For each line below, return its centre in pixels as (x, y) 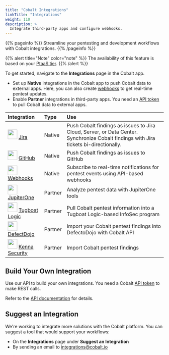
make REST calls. (23, 288)
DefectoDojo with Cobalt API (100, 233)
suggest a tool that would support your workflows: (57, 332)
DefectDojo (21, 234)
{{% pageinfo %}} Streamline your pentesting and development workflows (82, 43)
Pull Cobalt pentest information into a (110, 208)
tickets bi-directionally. (94, 144)
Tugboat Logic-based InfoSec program (113, 214)
